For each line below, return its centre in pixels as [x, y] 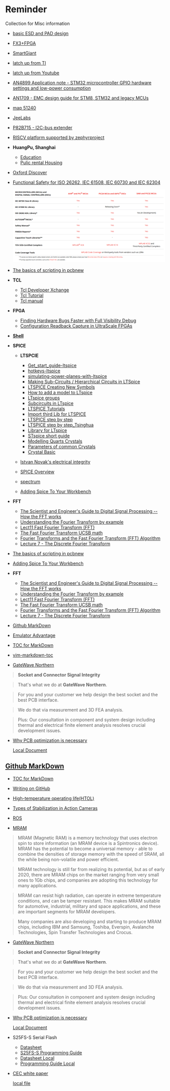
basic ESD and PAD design [41, 33]
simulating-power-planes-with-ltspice [67, 376]
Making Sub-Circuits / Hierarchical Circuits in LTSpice [84, 381]
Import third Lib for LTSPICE [57, 414]
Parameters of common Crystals [62, 446]
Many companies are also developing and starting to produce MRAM [89, 921]
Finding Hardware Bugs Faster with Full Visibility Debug [78, 320]
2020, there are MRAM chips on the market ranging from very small [88, 875]
